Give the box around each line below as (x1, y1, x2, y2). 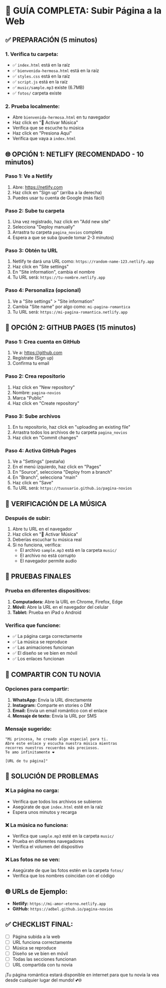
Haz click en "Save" (12, 480, 53, 486)
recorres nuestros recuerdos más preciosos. (5, 745, 99, 750)
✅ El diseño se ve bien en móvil (12, 650, 77, 656)
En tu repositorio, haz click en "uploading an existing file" (12, 424, 131, 430)
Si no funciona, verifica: (12, 542, 61, 548)
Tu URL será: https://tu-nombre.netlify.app (12, 274, 105, 280)
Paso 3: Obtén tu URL (5, 247, 58, 254)
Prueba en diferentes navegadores (12, 838, 84, 844)
